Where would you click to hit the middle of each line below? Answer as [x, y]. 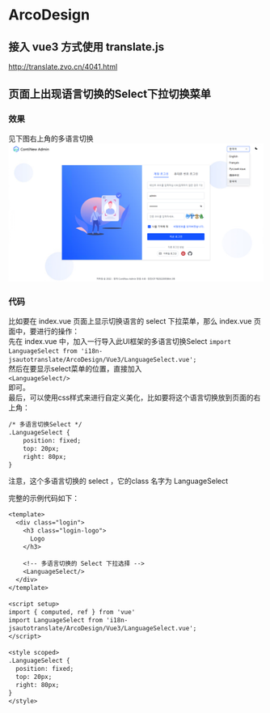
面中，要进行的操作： [44, 331]
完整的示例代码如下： [44, 498]
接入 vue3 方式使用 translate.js [86, 47]
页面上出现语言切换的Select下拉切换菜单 [110, 94]
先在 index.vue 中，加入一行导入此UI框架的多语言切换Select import [120, 341]
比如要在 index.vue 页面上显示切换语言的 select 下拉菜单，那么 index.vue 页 [135, 320]
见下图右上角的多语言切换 [51, 138]
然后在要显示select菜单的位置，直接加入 [75, 368]
